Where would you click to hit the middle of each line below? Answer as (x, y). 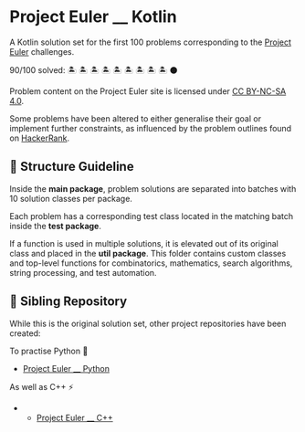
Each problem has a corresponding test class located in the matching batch (152, 216)
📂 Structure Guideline (72, 167)
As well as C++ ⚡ (42, 386)
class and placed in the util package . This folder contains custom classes (148, 253)
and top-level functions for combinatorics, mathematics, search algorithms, (151, 263)
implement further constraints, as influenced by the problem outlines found (151, 128)
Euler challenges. (42, 51)
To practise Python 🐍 (49, 351)
